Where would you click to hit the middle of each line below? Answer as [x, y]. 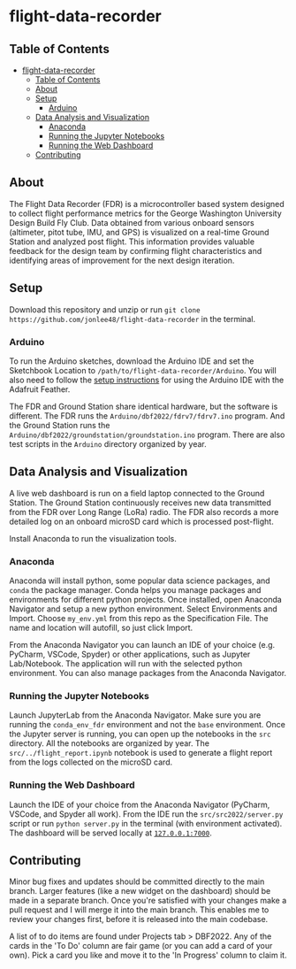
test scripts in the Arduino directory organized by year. [108, 443]
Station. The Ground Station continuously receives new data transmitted [140, 503]
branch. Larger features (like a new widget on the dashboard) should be [140, 891]
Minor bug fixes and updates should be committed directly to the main [137, 881]
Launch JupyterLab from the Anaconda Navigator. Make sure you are [135, 715]
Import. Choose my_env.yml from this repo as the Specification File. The [139, 619]
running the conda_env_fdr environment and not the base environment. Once [147, 725]
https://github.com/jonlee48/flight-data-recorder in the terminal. [133, 319]
